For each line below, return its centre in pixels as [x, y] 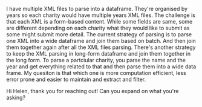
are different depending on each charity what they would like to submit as [98, 28]
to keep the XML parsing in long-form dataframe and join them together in [99, 53]
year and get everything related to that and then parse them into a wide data [101, 66]
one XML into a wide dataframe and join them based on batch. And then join [101, 41]
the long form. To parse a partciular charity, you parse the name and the [96, 60]
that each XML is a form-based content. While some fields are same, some [99, 21]
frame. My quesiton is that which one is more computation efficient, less [96, 73]
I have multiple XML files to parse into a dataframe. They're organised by [97, 9]
